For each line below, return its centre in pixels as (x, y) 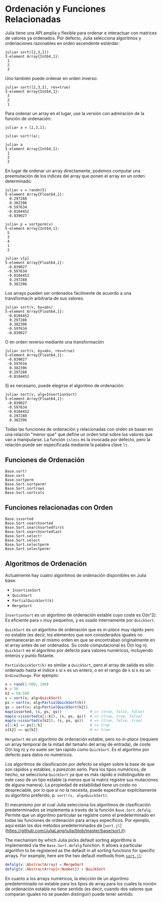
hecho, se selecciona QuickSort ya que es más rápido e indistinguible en (78, 774)
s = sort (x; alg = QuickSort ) (34, 698)
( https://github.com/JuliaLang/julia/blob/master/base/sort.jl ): (66, 830)
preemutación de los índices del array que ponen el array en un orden (75, 176)
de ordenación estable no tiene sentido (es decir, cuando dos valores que (79, 889)
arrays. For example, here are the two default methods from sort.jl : (74, 856)
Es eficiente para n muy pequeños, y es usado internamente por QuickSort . (80, 620)
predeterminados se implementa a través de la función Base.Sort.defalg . (78, 810)
